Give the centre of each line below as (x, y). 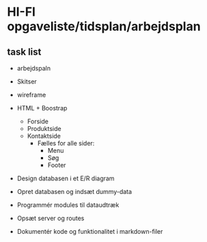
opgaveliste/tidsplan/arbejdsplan (104, 26)
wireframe (31, 95)
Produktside (44, 129)
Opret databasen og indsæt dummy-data (74, 192)
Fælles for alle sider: (66, 143)
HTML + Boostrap (42, 108)
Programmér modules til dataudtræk (68, 205)
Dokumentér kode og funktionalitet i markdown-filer (90, 231)
